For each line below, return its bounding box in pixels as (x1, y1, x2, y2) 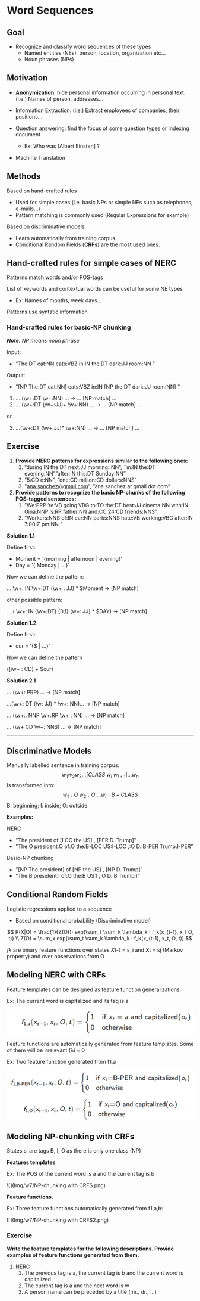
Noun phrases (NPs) (24, 56, 74, 63)
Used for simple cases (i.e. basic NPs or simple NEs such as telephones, (15, 198, 193, 206)
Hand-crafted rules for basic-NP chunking (7, 323, 131, 331)
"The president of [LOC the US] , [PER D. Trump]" (15, 836, 137, 843)
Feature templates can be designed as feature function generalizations (7, 986, 180, 993)
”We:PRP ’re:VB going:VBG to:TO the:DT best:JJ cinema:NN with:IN (24, 501, 189, 508)
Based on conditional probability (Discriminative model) (15, 917, 151, 924)
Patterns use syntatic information (7, 308, 88, 316)
